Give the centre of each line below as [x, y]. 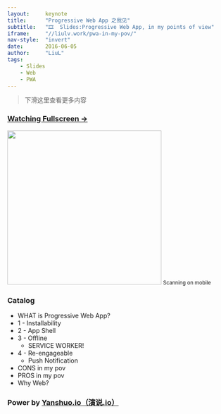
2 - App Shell [37, 330]
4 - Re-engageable [45, 353]
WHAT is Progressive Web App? [64, 315]
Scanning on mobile [187, 282]
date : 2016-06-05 [42, 46]
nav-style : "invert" [39, 40]
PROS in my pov [41, 375]
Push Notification [53, 360]
